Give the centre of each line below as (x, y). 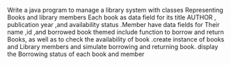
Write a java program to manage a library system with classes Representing (115, 10)
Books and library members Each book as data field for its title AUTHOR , (112, 17)
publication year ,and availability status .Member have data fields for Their (113, 25)
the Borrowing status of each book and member (76, 54)
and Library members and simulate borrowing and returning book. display (113, 47)
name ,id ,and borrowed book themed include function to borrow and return (116, 32)
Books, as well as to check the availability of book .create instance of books (116, 39)
